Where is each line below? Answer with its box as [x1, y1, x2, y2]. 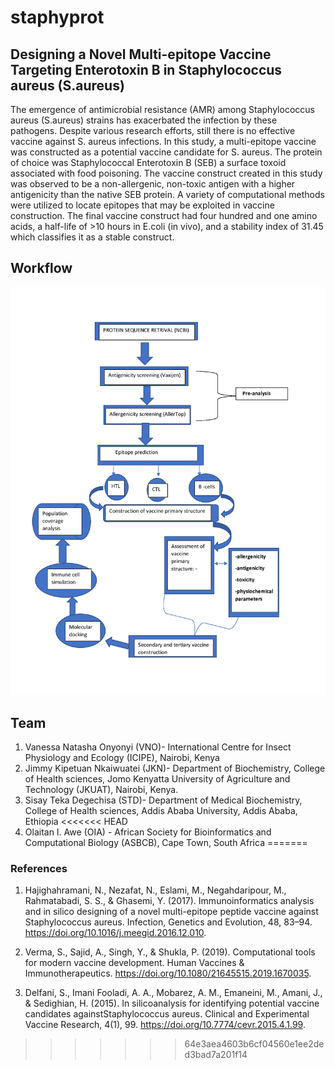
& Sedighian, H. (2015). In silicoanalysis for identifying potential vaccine [24, 997, 320, 1010]
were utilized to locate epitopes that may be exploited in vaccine [10, 199, 275, 211]
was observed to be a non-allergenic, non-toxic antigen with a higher [10, 178, 296, 190]
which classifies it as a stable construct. [10, 231, 175, 243]
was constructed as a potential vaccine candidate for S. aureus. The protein [10, 146, 323, 158]
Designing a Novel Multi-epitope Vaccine [10, 46, 272, 63]
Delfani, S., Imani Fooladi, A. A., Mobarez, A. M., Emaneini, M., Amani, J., [24, 987, 323, 999]
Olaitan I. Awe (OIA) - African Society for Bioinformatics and [24, 826, 272, 838]
